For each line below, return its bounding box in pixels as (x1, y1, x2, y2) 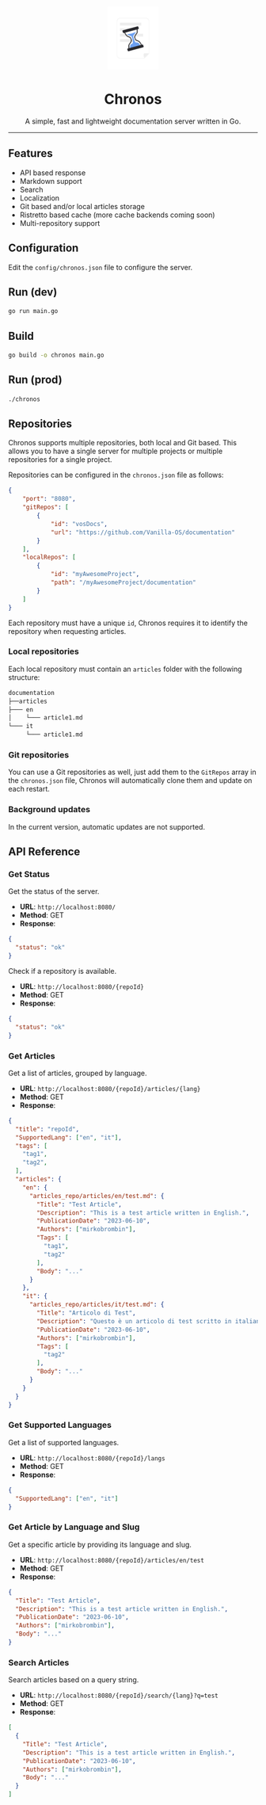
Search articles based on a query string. (8, 1675, 139, 1685)
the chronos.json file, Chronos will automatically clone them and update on (8, 776, 253, 785)
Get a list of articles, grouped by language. (8, 1068, 148, 1078)
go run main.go (8, 307, 59, 315)
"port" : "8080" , (22, 495, 77, 503)
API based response (19, 168, 86, 177)
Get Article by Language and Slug (8, 1521, 140, 1532)
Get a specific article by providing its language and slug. (8, 1540, 192, 1549)
